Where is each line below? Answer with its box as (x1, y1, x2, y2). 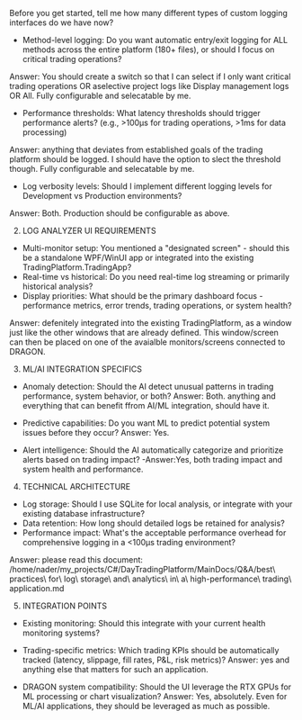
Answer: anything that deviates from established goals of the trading (9, 144, 263, 155)
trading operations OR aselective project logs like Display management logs (9, 81, 289, 91)
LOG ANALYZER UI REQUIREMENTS (22, 225, 156, 236)
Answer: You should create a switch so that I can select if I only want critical (9, 71, 291, 82)
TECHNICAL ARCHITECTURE (22, 481, 131, 491)
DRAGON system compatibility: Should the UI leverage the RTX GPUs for (22, 681, 292, 692)
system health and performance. (22, 463, 144, 474)
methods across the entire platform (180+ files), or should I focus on (22, 44, 275, 55)
